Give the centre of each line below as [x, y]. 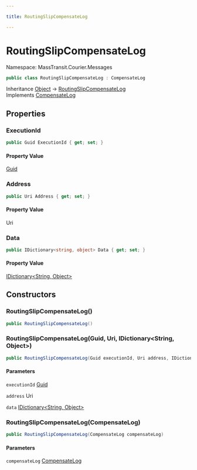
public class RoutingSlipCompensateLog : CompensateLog [76, 78]
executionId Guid [27, 384]
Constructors [31, 295]
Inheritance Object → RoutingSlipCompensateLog [66, 89]
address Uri [20, 395]
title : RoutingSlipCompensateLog [47, 16]
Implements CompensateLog [41, 95]
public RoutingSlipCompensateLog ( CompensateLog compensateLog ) [85, 435]
